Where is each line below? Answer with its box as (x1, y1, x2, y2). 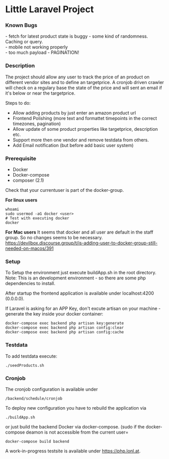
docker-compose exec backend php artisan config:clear (5, 325, 124, 330)
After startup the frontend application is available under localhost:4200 (5, 290, 154, 296)
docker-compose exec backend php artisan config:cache (5, 330, 124, 335)
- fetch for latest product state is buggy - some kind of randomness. (5, 33, 149, 39)
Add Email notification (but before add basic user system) (12, 142, 134, 148)
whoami (5, 207, 19, 212)
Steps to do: (5, 100, 31, 106)
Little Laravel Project (5, 4, 94, 15)
